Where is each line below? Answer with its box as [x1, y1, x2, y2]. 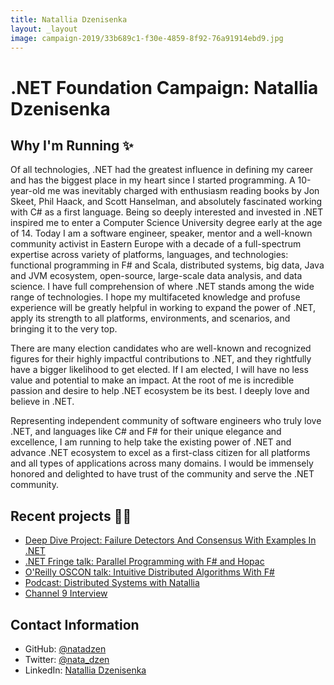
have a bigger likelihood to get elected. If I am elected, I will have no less [10, 364, 309, 376]
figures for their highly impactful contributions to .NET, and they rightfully [10, 353, 312, 365]
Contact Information [10, 616, 140, 633]
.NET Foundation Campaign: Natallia [10, 76, 319, 99]
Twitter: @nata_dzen [24, 654, 110, 665]
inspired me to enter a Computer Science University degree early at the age [10, 217, 323, 229]
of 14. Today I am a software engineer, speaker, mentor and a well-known [10, 227, 313, 240]
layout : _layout [10, 24, 78, 34]
